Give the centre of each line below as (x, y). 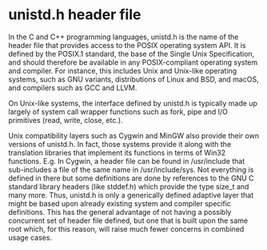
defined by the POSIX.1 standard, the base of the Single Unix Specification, (132, 54)
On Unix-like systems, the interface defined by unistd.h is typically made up (133, 103)
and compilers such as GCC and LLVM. (73, 87)
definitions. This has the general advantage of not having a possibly (120, 212)
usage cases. (30, 237)
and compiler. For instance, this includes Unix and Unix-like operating (123, 70)
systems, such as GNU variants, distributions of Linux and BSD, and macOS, (133, 79)
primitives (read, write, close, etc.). (66, 120)
